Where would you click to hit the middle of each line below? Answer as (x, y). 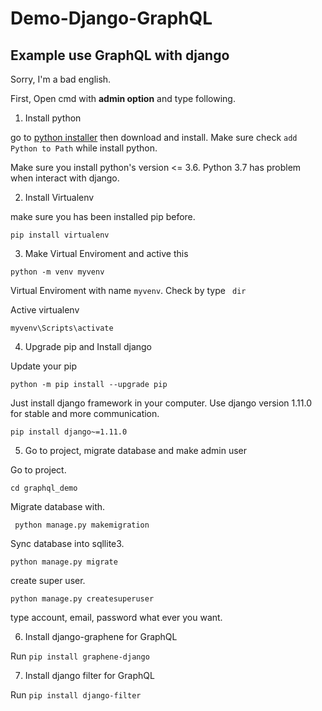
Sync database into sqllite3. (67, 543)
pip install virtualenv (60, 235)
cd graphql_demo (44, 488)
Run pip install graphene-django (80, 656)
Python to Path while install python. (84, 148)
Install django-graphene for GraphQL (101, 636)
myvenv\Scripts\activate (62, 328)
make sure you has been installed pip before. (103, 216)
